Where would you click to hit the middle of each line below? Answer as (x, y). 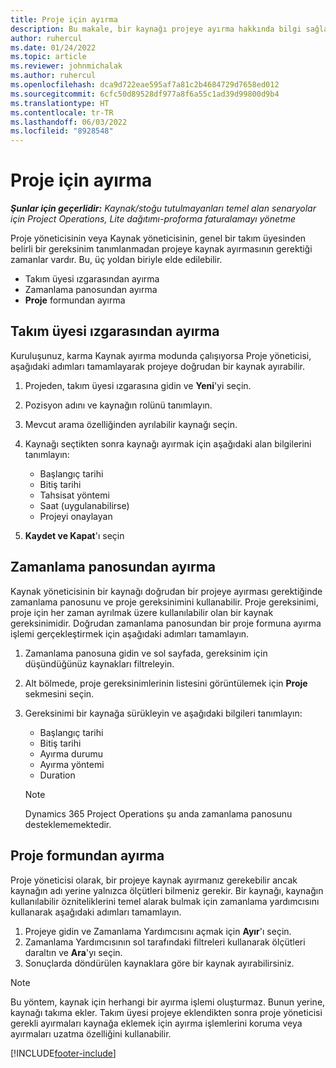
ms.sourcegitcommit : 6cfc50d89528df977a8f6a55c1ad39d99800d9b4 (145, 94)
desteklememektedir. (68, 824)
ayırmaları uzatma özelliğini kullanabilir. (91, 1033)
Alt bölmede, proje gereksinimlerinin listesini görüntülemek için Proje (166, 683)
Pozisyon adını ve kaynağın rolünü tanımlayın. (118, 405)
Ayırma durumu (71, 753)
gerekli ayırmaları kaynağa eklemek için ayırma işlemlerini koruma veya (156, 1023)
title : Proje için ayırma (64, 19)
